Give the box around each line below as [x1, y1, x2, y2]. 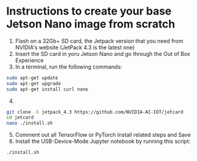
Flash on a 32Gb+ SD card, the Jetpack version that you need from [15, 37, 184, 44]
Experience [15, 57, 44, 64]
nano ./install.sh [6, 120, 53, 126]
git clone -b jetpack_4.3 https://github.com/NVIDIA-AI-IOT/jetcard [6, 109, 184, 115]
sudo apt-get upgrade [6, 80, 61, 86]
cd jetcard [6, 114, 34, 121]
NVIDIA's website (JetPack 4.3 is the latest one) [15, 44, 135, 51]
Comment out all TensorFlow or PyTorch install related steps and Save [15, 131, 191, 139]
